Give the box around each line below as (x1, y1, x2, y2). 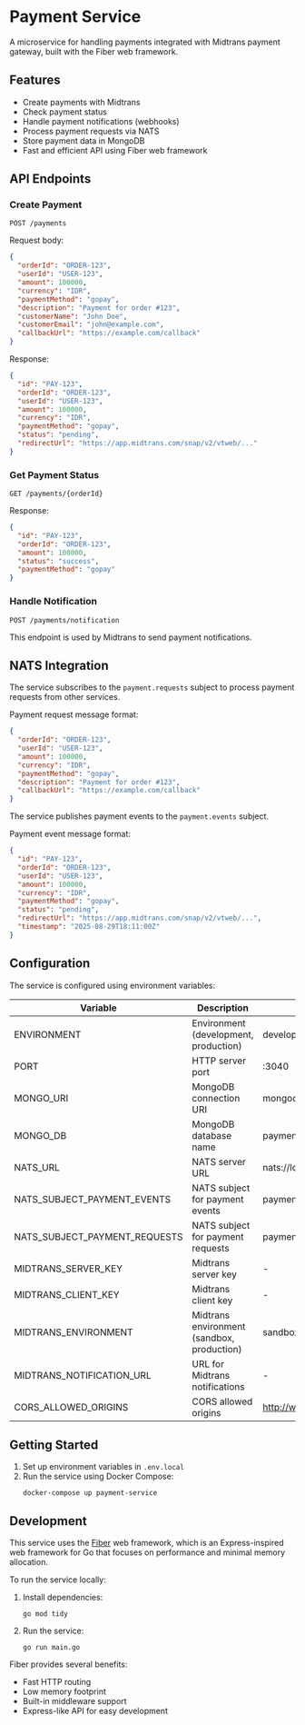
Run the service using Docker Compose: (22, 1471, 174, 1482)
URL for (192, 1357, 225, 1370)
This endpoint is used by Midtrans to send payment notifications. (9, 632, 252, 643)
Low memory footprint (22, 1686, 106, 1697)
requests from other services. (9, 692, 121, 703)
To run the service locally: (9, 1574, 106, 1585)
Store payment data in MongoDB (22, 135, 145, 146)
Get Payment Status (9, 468, 100, 481)
